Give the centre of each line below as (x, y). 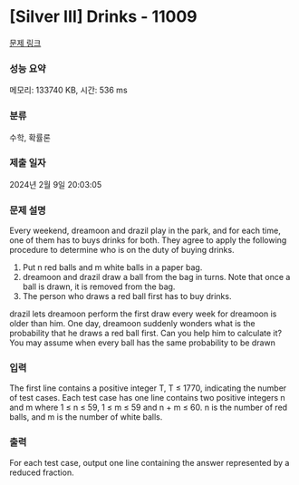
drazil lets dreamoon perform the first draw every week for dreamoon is (143, 314)
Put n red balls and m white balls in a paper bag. (112, 267)
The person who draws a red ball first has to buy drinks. (127, 296)
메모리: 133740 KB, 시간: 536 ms (69, 90)
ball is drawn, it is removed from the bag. (99, 286)
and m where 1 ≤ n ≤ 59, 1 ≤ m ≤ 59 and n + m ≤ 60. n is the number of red (149, 407)
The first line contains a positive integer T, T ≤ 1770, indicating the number (148, 388)
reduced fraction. (42, 472)
